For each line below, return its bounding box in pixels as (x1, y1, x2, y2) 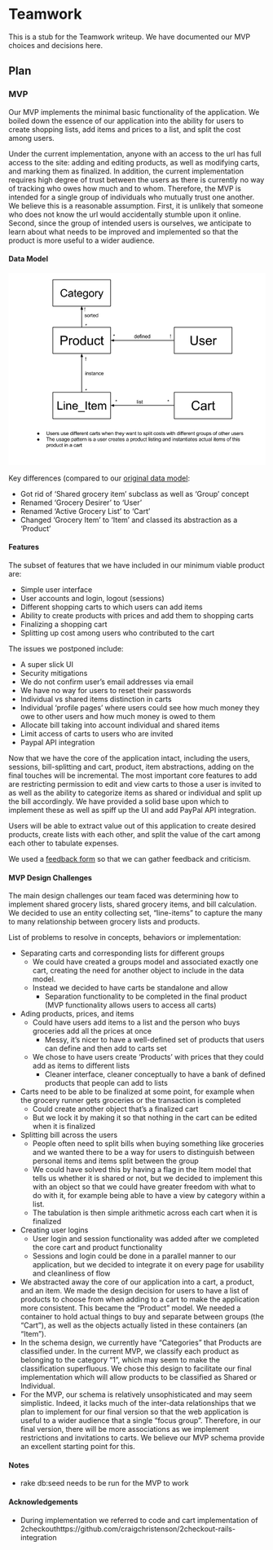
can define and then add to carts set (44, 1043, 167, 1053)
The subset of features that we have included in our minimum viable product (8, 560, 265, 570)
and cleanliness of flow (32, 1268, 111, 1279)
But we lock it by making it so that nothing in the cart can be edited (32, 1113, 258, 1122)
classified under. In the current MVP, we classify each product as (20, 1346, 240, 1356)
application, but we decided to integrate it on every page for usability (32, 1260, 265, 1270)
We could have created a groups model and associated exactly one (32, 957, 259, 967)
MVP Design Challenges (8, 872, 92, 882)
